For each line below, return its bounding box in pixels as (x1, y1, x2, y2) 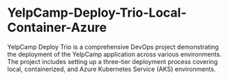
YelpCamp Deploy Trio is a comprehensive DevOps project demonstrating (7, 42, 220, 51)
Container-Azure (7, 19, 107, 35)
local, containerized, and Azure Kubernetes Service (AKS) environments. (7, 65, 216, 73)
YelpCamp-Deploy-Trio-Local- (7, 5, 187, 21)
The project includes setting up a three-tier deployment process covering (7, 57, 218, 65)
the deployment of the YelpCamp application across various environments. (7, 50, 222, 58)
